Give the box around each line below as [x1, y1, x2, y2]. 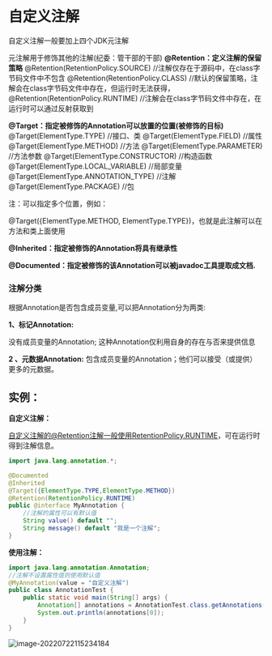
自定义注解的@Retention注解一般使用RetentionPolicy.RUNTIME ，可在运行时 [8, 431, 261, 441]
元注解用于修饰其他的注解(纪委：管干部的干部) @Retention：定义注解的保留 [8, 53, 262, 62]
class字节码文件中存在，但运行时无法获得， [29, 83, 176, 93]
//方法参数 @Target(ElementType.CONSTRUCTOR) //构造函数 [8, 151, 213, 160]
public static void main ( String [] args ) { [23, 594, 168, 602]
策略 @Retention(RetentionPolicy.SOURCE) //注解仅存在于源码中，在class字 [8, 62, 261, 73]
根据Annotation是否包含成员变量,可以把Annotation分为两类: [8, 303, 206, 313]
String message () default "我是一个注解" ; [23, 524, 161, 533]
